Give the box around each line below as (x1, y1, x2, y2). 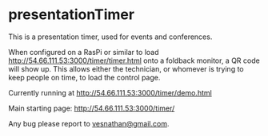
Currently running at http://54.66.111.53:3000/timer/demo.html (8, 87, 212, 97)
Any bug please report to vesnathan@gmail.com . (8, 119, 170, 128)
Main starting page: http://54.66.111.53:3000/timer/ (8, 103, 175, 113)
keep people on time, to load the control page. (8, 72, 161, 82)
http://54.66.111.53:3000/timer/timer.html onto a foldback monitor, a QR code (8, 56, 260, 65)
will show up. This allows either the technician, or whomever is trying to (8, 64, 244, 73)
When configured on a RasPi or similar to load (8, 47, 159, 56)
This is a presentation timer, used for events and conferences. (8, 32, 213, 41)
